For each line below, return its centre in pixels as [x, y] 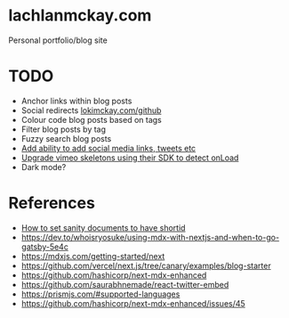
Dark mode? [44, 167]
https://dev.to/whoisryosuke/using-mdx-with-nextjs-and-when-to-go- [150, 237]
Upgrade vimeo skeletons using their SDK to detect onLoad [130, 158]
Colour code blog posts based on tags [91, 119]
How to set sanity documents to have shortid [103, 227]
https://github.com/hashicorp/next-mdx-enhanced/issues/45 [133, 303]
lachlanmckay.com [80, 16]
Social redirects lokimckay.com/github [91, 110]
